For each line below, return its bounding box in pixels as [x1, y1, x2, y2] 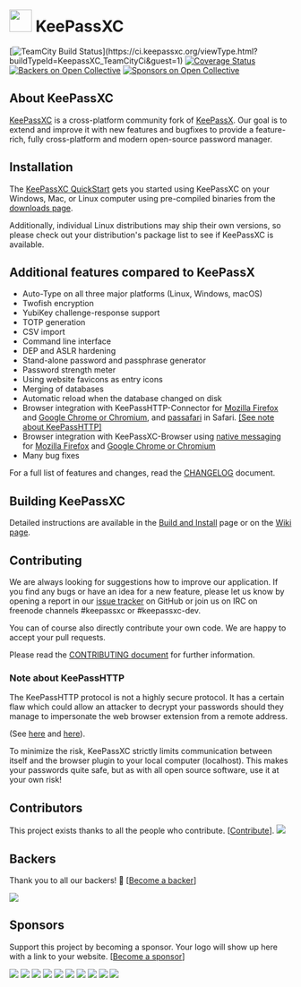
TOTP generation [21, 317, 86, 328]
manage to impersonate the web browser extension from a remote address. [9, 711, 288, 722]
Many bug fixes [21, 451, 81, 461]
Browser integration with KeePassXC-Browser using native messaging [21, 431, 282, 442]
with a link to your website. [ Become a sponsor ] [9, 950, 185, 962]
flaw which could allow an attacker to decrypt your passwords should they [9, 701, 284, 712]
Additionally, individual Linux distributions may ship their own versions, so [9, 219, 282, 230]
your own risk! [9, 775, 63, 785]
